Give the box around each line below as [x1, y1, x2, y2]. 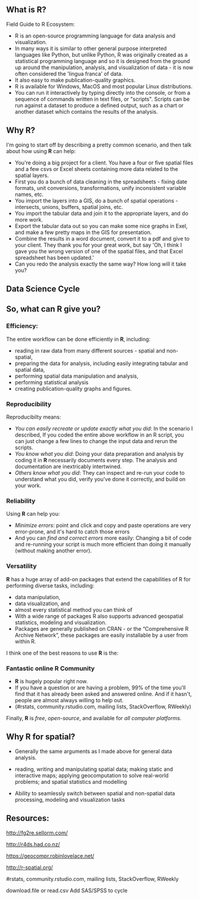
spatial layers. [14, 172, 49, 179]
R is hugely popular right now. [14, 677, 88, 684]
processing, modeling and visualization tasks [14, 796, 125, 803]
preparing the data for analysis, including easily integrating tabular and [14, 360, 188, 367]
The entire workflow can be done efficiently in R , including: [6, 335, 151, 342]
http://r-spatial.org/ [6, 864, 53, 871]
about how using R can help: [6, 147, 76, 154]
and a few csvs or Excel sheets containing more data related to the [14, 165, 178, 172]
